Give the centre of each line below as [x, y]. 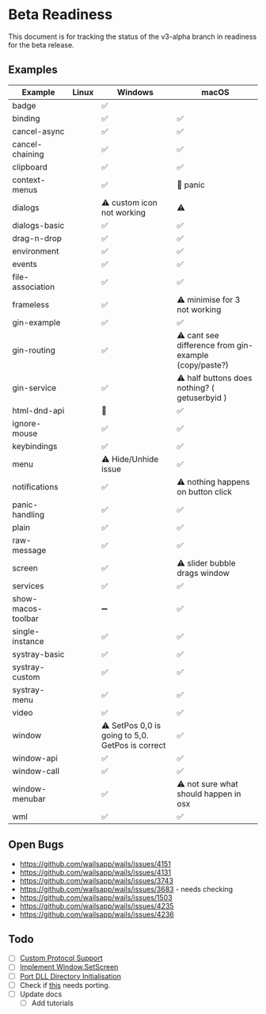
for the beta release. [41, 44]
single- [26, 631]
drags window [203, 573]
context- [29, 180]
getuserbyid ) [202, 398]
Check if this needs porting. [65, 985]
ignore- [27, 423]
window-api [35, 758]
